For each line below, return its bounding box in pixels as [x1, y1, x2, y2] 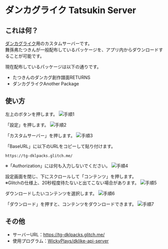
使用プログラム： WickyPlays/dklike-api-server [12, 237, 109, 244]
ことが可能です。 [9, 53, 45, 59]
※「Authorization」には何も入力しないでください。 [5, 162, 110, 169]
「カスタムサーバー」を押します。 [5, 132, 75, 138]
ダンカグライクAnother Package [12, 81, 79, 87]
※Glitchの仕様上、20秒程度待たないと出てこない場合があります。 [5, 180, 139, 186]
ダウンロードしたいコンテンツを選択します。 [5, 190, 97, 196]
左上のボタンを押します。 [5, 111, 58, 117]
